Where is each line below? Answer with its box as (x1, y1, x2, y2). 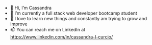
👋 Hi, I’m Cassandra (10, 5, 52, 11)
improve (10, 21, 28, 27)
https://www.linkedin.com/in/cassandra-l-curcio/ (10, 34, 113, 40)
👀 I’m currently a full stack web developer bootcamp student (10, 10, 138, 16)
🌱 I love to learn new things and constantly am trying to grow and (10, 16, 147, 21)
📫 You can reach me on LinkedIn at (10, 27, 86, 32)
